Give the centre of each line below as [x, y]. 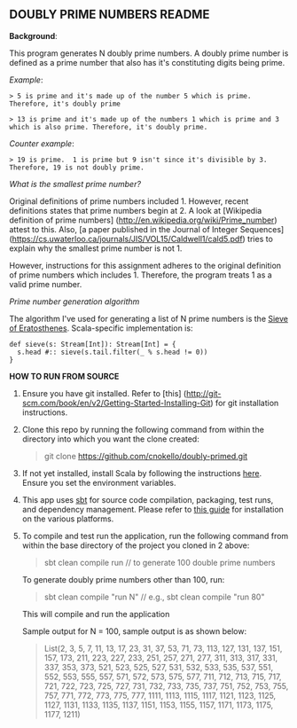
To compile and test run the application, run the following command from [155, 536]
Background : [33, 35]
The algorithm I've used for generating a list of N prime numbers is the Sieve [149, 318]
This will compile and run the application [96, 614]
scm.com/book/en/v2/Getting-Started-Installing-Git [116, 403]
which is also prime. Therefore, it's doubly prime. [109, 127]
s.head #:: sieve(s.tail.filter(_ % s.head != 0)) [113, 352]
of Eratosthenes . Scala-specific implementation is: [101, 328]
